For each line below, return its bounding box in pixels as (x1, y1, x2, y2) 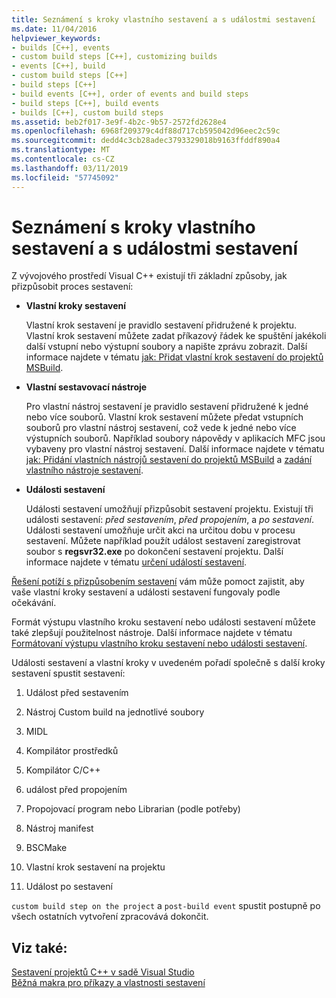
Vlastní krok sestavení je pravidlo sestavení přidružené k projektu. (25, 319, 298, 331)
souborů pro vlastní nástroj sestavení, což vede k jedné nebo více (25, 422, 297, 434)
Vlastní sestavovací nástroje (25, 381, 148, 393)
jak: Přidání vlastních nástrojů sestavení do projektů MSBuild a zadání (25, 454, 313, 466)
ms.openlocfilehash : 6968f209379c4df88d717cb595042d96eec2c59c (11, 126, 281, 136)
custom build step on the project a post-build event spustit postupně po (11, 900, 321, 912)
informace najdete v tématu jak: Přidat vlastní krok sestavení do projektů (25, 351, 324, 363)
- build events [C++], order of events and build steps (11, 89, 249, 99)
